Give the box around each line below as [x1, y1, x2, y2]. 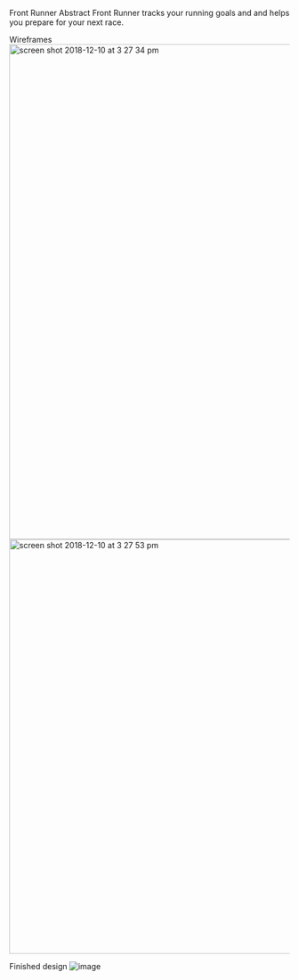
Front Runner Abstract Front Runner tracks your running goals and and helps [9, 8, 290, 18]
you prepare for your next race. [9, 17, 125, 28]
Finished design [9, 961, 69, 971]
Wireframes [9, 35, 53, 45]
